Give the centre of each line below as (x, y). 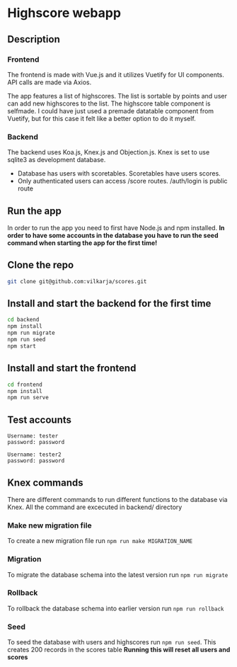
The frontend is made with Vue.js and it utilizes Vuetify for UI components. (116, 74)
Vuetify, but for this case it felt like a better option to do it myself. (102, 118)
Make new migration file (50, 525)
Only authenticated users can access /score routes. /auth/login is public (122, 181)
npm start (22, 346)
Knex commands (45, 483)
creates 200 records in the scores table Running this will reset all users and (119, 650)
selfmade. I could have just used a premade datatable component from (111, 110)
